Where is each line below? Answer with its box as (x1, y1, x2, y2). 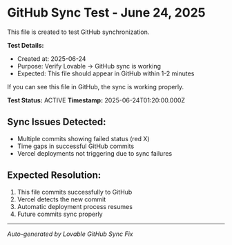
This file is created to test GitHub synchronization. (7, 28, 150, 36)
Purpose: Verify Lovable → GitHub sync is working (17, 62, 161, 70)
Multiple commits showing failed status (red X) (17, 134, 150, 143)
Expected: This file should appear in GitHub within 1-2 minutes (17, 69, 195, 78)
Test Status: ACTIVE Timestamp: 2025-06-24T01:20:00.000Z (7, 96, 185, 105)
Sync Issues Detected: (7, 116, 106, 128)
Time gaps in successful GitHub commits (17, 142, 135, 150)
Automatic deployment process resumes (17, 202, 133, 210)
